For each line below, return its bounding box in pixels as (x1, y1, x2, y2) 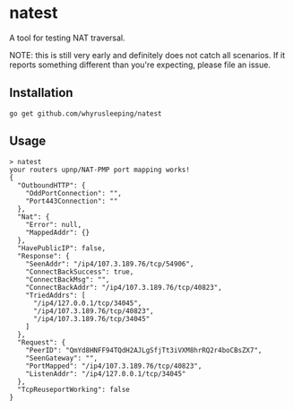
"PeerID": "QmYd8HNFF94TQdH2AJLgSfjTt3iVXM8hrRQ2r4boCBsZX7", (25, 345, 263, 354)
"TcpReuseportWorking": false (17, 385, 130, 394)
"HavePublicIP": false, (17, 243, 106, 253)
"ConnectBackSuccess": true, (25, 267, 134, 276)
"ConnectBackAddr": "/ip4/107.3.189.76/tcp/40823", (25, 283, 222, 292)
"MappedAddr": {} (25, 228, 90, 237)
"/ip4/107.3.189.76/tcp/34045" (32, 314, 151, 323)
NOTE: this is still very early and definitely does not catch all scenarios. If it (9, 49, 286, 60)
